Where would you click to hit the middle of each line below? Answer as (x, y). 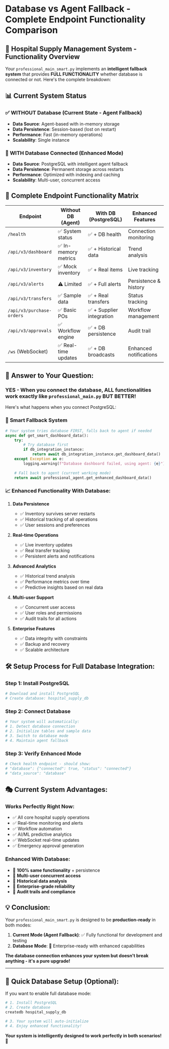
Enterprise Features (34, 629)
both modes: (18, 925)
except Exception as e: (39, 459)
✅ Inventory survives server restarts (58, 513)
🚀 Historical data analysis (40, 881)
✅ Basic (67, 310)
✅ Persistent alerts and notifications (57, 556)
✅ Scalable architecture (45, 650)
